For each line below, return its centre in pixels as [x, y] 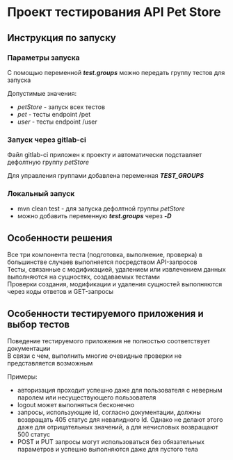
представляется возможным [50, 363]
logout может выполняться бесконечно [76, 405]
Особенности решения [60, 238]
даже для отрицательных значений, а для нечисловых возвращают [118, 427]
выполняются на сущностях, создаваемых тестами [83, 277]
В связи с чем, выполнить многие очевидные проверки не [95, 356]
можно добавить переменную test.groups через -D [94, 216]
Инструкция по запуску [62, 38]
